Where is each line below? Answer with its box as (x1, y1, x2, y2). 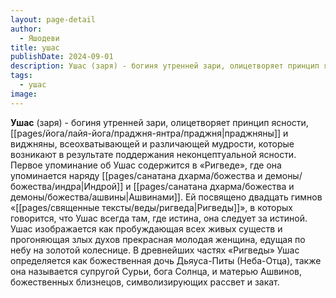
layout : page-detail (10, 14, 97, 25)
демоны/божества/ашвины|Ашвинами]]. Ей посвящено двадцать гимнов (10, 191, 323, 203)
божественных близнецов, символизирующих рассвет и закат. (10, 276, 280, 288)
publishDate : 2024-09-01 (10, 52, 114, 62)
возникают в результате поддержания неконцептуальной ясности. (10, 148, 297, 160)
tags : (10, 71, 33, 81)
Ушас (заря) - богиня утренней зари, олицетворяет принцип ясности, (10, 116, 309, 128)
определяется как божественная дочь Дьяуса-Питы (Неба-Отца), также (10, 254, 322, 266)
